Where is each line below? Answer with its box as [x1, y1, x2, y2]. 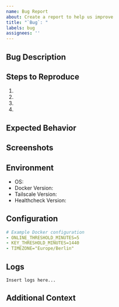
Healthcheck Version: [14, 196, 66, 203]
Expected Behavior [6, 123, 77, 133]
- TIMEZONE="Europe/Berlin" [6, 246, 75, 251]
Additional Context [6, 293, 76, 303]
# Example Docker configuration [6, 229, 85, 235]
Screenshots [6, 143, 54, 153]
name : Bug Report [6, 8, 48, 15]
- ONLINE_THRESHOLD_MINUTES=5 [6, 234, 80, 240]
